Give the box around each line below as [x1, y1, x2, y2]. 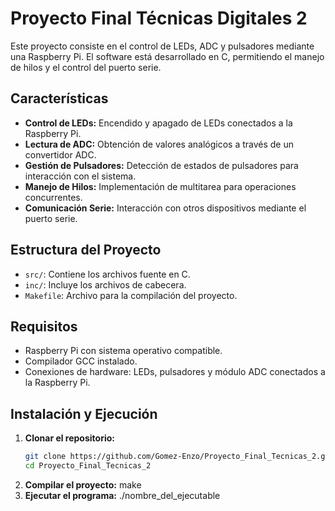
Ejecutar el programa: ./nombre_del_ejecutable [24, 489, 221, 501]
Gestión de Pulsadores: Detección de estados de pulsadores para [24, 159, 299, 171]
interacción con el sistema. [24, 170, 137, 182]
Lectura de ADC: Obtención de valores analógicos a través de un [24, 138, 294, 150]
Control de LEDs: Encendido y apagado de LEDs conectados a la [24, 117, 293, 129]
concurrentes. [24, 191, 83, 203]
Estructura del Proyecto [10, 242, 162, 259]
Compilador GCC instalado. [24, 355, 138, 367]
